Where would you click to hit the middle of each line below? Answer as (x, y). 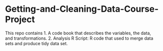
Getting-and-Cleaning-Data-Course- (82, 9)
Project (20, 19)
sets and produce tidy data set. (36, 43)
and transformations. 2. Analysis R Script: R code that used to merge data (79, 38)
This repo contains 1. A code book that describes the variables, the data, (78, 33)
